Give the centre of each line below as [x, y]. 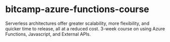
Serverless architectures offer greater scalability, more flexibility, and [77, 23]
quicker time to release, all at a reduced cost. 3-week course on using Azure [85, 28]
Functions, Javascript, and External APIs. [48, 34]
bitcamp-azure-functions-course [77, 9]
